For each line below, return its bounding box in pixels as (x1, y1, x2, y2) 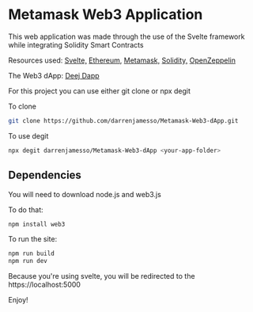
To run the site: (8, 234, 58, 244)
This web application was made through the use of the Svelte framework (8, 32, 245, 41)
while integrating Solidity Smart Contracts (8, 40, 144, 49)
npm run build (8, 249, 55, 258)
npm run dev (8, 257, 47, 265)
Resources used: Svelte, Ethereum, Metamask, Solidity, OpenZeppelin (8, 55, 236, 65)
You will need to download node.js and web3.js (8, 189, 162, 199)
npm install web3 (8, 220, 66, 228)
